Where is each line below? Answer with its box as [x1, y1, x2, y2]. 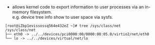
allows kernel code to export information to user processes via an [12, 4, 144, 10]
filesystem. [30, 9, 52, 15]
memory [12, 9, 29, 15]
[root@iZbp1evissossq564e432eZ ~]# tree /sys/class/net [5, 23, 121, 28]
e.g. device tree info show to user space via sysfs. [12, 14, 114, 20]
